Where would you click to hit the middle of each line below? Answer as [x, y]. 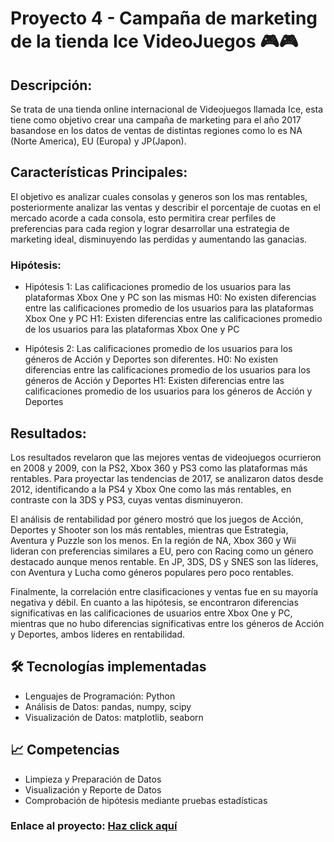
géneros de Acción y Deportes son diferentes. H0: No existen [151, 359]
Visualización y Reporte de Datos [93, 789]
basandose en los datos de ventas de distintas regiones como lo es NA [156, 130]
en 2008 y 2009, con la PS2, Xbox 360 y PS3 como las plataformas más [159, 468]
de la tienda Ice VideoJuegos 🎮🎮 [154, 41]
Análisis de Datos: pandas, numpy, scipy [108, 706]
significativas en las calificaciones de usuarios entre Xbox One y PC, [151, 613]
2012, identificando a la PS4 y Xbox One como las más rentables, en [151, 489]
